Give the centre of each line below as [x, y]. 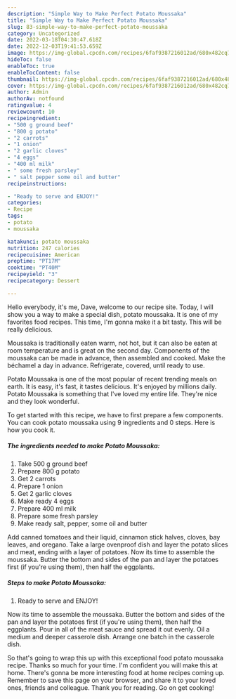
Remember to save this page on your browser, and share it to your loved [112, 680]
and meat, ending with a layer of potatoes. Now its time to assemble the [111, 551]
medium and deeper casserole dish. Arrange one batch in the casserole [111, 636]
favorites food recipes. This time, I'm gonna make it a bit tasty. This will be [115, 322]
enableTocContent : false [44, 72]
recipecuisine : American [44, 255]
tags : [15, 216]
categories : [25, 203]
